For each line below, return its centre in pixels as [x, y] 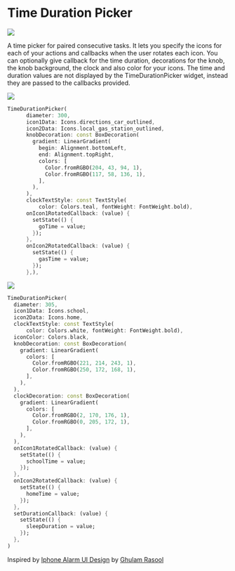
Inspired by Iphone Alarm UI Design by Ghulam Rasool [86, 559]
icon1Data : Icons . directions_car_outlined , [90, 122]
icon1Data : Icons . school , [52, 311]
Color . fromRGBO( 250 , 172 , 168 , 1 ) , [85, 370]
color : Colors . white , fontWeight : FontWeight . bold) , [105, 331]
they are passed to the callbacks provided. [69, 83]
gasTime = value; [64, 259]
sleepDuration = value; [61, 527]
